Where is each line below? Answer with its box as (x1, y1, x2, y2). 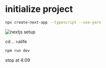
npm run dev (5, 48, 30, 53)
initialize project (5, 3, 73, 15)
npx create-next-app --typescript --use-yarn (5, 20, 101, 25)
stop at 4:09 (5, 57, 30, 63)
